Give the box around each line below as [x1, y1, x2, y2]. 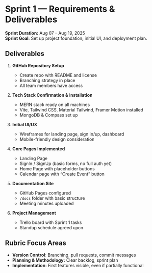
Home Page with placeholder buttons [19, 165, 95, 171]
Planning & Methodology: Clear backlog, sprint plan [12, 257, 119, 263]
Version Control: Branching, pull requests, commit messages [12, 252, 136, 258]
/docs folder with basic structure [19, 195, 85, 201]
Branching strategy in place [19, 77, 76, 83]
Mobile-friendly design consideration [19, 136, 95, 142]
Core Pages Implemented [12, 146, 65, 152]
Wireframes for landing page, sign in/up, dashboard [19, 131, 124, 137]
